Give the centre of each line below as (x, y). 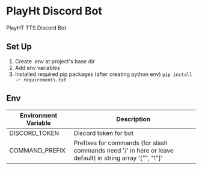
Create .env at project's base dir (55, 61)
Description (133, 119)
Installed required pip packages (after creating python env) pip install (103, 74)
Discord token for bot (104, 133)
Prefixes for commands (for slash (121, 143)
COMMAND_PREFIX (38, 150)
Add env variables (37, 68)
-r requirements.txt (41, 80)
